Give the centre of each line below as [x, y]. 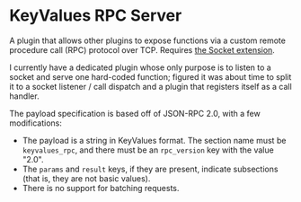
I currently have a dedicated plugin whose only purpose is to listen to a [140, 67]
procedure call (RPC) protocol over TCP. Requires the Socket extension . [142, 49]
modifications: [36, 123]
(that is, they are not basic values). [86, 178]
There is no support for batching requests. [101, 188]
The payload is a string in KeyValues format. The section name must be [154, 140]
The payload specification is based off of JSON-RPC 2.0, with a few [135, 113]
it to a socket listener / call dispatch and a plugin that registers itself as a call [150, 86]
